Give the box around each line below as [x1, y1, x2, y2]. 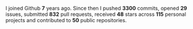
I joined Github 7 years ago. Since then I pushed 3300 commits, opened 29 [5, 5, 188, 11]
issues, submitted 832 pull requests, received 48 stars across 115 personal [5, 11, 187, 18]
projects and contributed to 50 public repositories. [5, 17, 127, 23]
